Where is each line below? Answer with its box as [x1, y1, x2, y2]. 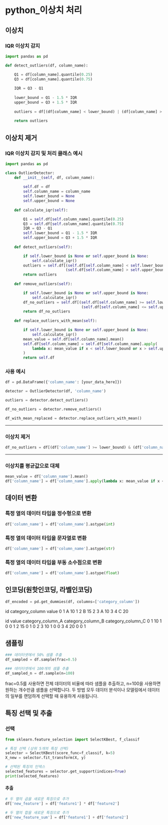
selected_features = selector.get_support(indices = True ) [5, 769, 126, 774]
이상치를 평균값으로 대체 [5, 462, 60, 469]
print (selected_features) [5, 773, 59, 778]
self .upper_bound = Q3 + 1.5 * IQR [23, 235, 97, 240]
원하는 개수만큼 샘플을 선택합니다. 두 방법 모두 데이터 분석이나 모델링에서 [5, 686, 146, 692]
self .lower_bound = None [23, 193, 75, 199]
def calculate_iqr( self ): [14, 207, 68, 212]
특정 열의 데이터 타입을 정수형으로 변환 [5, 510, 91, 517]
